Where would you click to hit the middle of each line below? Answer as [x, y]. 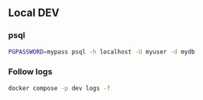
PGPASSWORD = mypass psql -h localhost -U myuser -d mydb [101, 52]
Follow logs [30, 72]
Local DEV [34, 13]
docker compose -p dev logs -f [59, 88]
